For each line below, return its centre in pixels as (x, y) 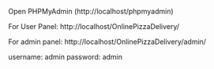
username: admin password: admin (66, 57)
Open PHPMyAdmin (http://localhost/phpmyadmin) (91, 11)
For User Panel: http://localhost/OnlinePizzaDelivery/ (94, 26)
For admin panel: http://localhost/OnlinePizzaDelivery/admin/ (107, 42)
